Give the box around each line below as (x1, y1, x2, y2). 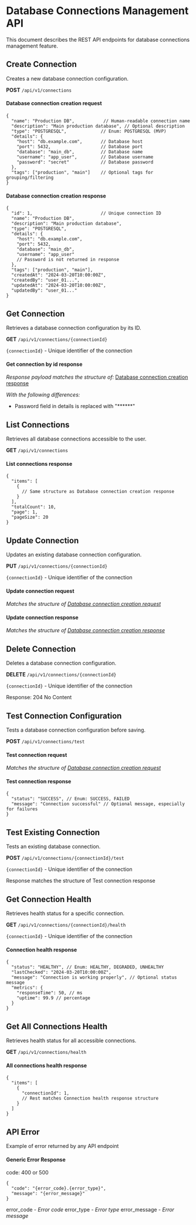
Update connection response (6, 613, 79, 621)
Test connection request (6, 751, 67, 758)
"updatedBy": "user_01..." (11, 288, 77, 293)
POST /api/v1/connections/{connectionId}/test (6, 855, 124, 862)
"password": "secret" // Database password (16, 159, 154, 165)
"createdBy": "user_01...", (11, 278, 80, 283)
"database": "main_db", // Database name (16, 149, 143, 155)
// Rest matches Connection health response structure (21, 1096, 159, 1102)
